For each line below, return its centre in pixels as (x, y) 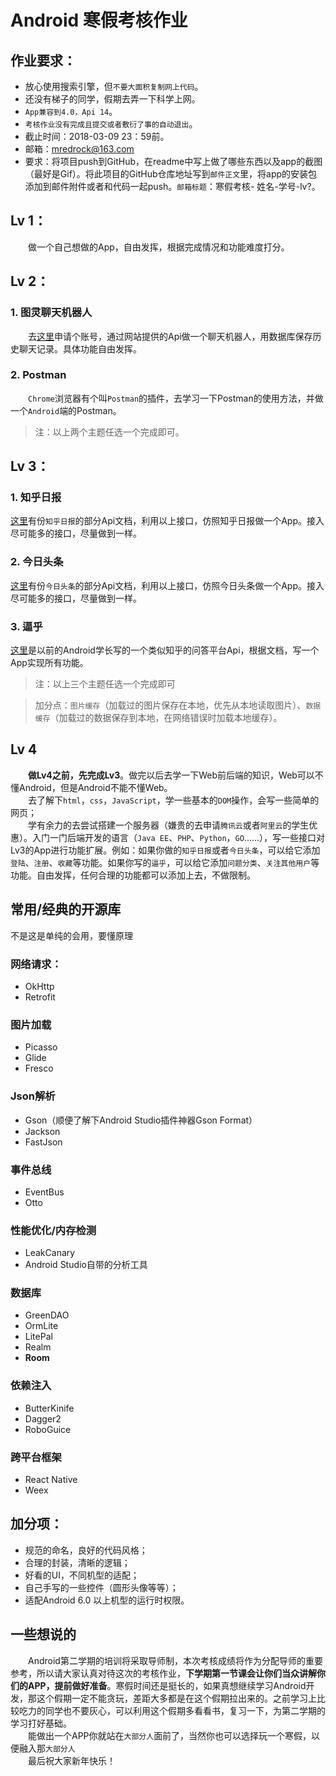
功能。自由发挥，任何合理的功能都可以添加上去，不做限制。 (133, 875)
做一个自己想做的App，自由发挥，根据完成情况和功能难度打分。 (159, 247)
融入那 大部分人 (47, 1748)
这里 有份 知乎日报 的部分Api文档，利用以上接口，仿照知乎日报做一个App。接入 (167, 521)
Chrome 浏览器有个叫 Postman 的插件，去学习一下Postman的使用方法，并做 (176, 398)
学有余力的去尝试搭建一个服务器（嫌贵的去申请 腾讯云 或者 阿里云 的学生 (169, 825)
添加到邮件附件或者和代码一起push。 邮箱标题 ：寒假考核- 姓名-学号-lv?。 (172, 186)
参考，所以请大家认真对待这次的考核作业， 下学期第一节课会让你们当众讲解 (163, 1673)
